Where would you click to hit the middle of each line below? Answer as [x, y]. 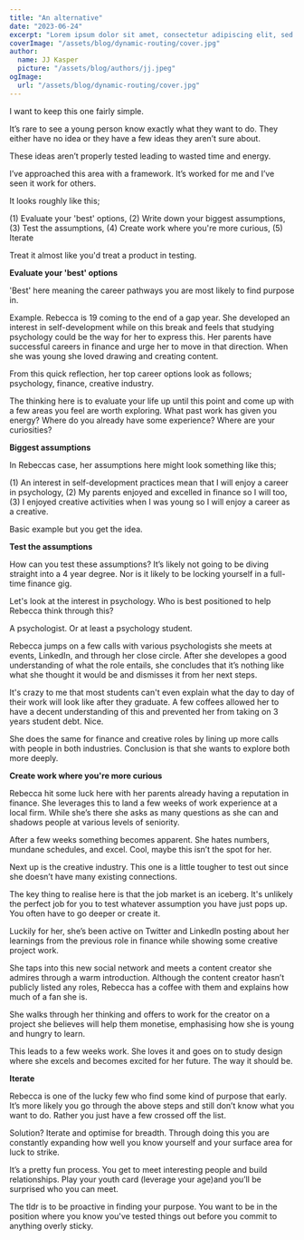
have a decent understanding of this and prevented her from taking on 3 [144, 711]
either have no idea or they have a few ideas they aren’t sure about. [135, 138]
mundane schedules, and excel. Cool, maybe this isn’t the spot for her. [141, 849]
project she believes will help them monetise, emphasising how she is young [152, 1024]
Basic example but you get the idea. [76, 529]
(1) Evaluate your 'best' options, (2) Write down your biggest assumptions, [147, 218]
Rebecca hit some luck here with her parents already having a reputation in [149, 793]
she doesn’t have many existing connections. [94, 876]
